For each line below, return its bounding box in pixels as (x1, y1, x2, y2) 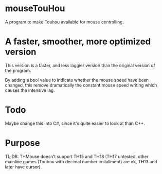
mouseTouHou (5, 3, 65, 14)
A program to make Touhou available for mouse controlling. (5, 19, 124, 25)
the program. (5, 68, 31, 73)
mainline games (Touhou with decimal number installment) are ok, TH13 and (5, 158, 157, 164)
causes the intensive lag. (5, 87, 55, 93)
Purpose (5, 138, 40, 148)
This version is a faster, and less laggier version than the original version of (5, 62, 156, 68)
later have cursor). (5, 164, 42, 170)
